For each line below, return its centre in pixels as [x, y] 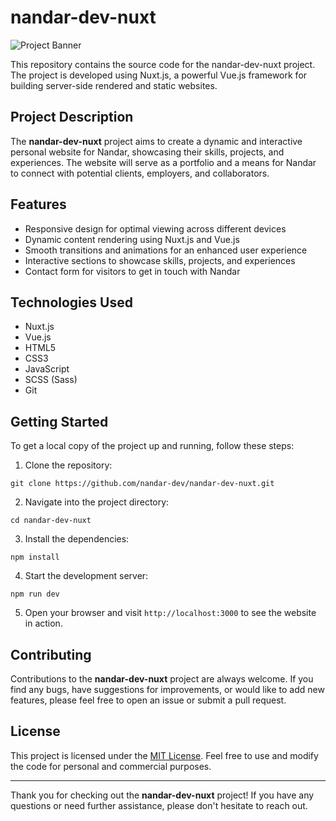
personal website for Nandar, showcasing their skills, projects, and [147, 152]
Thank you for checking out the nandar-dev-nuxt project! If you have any [162, 795]
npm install [35, 557]
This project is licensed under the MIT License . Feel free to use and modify [164, 755]
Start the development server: [86, 576]
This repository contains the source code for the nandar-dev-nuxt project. [163, 64]
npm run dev [35, 594]
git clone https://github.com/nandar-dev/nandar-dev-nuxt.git [142, 484]
